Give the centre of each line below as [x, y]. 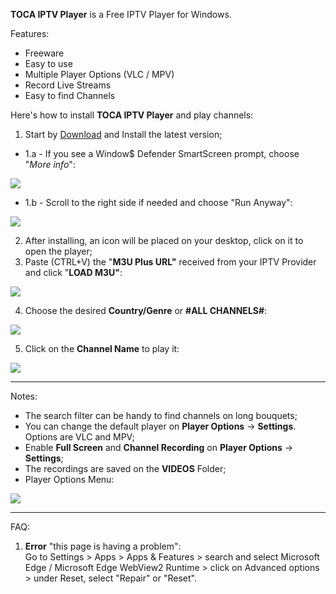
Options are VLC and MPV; [79, 437]
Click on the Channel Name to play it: [102, 348]
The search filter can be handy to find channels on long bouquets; [161, 415]
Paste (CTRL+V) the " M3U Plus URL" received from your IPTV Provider [170, 262]
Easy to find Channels [70, 95]
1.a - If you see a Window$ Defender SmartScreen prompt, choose [162, 153]
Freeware [44, 53]
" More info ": [50, 164]
